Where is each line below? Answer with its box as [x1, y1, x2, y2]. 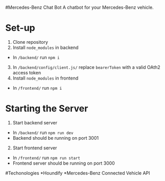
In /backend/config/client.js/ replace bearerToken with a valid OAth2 [12, 64, 161, 70]
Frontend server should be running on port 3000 [12, 160, 115, 166]
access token [12, 69, 41, 75]
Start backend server [12, 119, 58, 125]
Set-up [5, 22, 35, 34]
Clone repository [12, 39, 49, 45]
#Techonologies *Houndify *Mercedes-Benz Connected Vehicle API [5, 170, 150, 176]
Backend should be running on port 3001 [12, 135, 99, 141]
